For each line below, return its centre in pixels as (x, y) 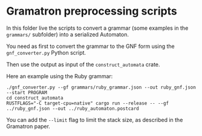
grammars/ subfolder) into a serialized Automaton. (67, 34)
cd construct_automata (35, 98)
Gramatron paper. (28, 126)
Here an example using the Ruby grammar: (60, 76)
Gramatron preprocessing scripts (92, 11)
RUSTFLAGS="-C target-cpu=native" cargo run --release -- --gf (88, 103)
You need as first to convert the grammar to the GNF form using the (91, 46)
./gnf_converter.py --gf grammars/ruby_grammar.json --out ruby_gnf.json (101, 87)
